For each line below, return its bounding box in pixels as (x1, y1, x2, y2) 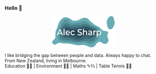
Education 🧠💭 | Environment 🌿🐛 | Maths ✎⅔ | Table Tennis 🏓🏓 (4, 63, 132, 69)
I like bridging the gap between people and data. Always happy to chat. (4, 52, 151, 58)
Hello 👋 (4, 4, 22, 11)
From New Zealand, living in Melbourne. (4, 57, 87, 64)
